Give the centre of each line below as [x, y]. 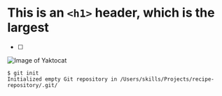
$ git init [23, 73]
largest [28, 27]
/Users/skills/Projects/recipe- [167, 79]
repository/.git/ [33, 85]
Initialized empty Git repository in [62, 79]
